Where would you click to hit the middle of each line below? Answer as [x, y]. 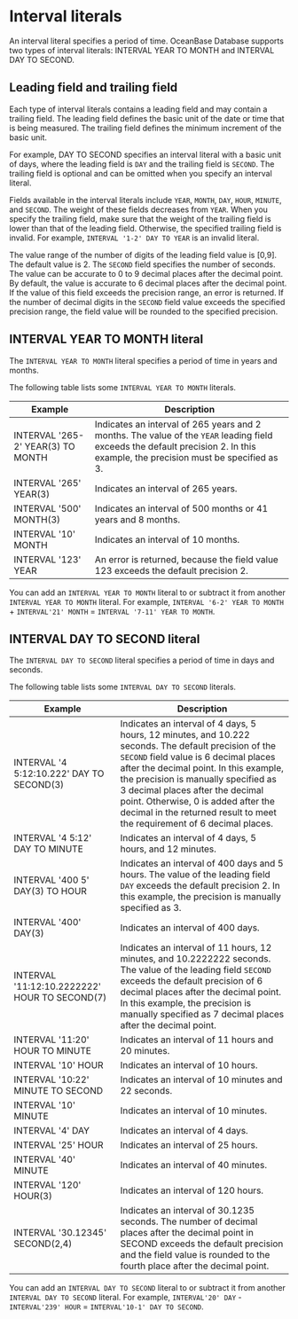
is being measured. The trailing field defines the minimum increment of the [145, 128]
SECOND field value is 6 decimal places [198, 758]
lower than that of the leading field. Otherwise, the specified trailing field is [145, 228]
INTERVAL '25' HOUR [59, 1145]
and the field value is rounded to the [195, 1255]
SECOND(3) [39, 785]
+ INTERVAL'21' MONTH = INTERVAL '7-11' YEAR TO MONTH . [112, 611]
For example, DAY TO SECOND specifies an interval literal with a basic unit [145, 154]
